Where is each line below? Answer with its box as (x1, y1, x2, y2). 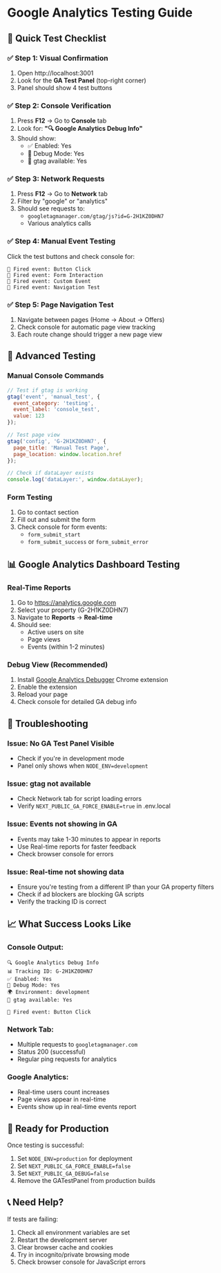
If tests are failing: (7, 1215, 59, 1223)
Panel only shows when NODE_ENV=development (17, 761, 148, 770)
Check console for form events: (17, 523, 108, 531)
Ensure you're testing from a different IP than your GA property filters (17, 883, 214, 891)
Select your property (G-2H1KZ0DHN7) (17, 606, 129, 614)
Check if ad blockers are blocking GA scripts (17, 890, 144, 898)
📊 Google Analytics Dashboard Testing (7, 559, 180, 570)
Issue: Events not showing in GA (7, 819, 117, 829)
